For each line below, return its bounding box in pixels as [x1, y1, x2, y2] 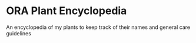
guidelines [6, 29, 31, 37]
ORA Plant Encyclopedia [6, 4, 127, 18]
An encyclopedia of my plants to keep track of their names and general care [6, 24, 190, 31]
